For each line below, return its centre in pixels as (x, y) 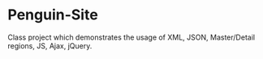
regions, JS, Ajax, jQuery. (50, 45)
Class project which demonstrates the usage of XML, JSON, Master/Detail (131, 37)
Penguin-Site (53, 15)
